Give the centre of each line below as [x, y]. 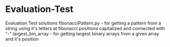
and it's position [22, 39]
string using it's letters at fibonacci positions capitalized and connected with [85, 28]
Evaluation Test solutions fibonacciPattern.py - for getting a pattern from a [83, 23]
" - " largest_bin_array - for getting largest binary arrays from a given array [82, 33]
